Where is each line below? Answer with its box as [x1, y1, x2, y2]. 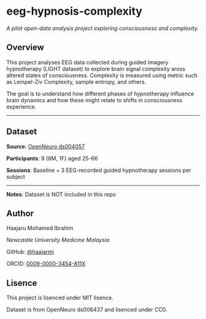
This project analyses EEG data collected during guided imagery [6, 58, 169, 66]
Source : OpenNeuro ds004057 [6, 143, 85, 150]
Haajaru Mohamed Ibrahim [6, 225, 74, 232]
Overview [6, 42, 45, 53]
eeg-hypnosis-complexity [6, 4, 143, 18]
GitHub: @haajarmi [6, 248, 54, 255]
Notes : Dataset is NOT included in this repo [6, 190, 116, 198]
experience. [6, 103, 37, 110]
